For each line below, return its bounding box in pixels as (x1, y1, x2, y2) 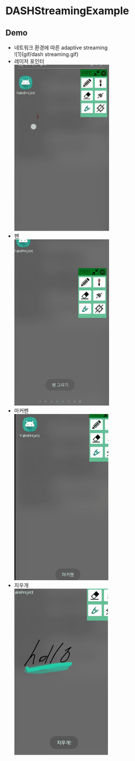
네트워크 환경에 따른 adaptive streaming (14, 44, 108, 51)
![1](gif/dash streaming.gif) (14, 51, 79, 57)
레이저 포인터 (14, 58, 45, 64)
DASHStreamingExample (5, 4, 130, 18)
